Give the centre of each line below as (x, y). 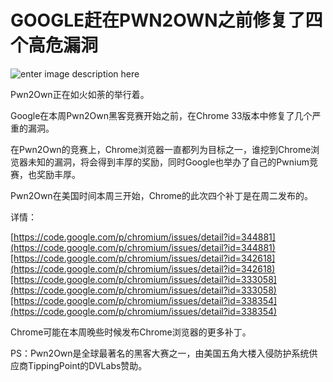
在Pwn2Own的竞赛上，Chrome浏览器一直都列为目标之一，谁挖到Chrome (161, 149)
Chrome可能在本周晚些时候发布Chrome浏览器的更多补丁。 (131, 332)
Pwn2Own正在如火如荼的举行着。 (80, 94)
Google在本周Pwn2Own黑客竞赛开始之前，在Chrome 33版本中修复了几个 (161, 115)
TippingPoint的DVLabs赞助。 (87, 365)
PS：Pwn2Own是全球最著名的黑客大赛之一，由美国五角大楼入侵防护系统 (160, 353)
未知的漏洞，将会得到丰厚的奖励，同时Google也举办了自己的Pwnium (168, 162)
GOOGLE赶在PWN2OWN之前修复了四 (166, 20)
